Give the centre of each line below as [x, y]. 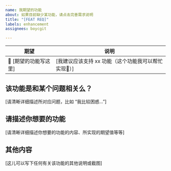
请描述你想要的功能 [35, 119]
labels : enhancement [27, 24]
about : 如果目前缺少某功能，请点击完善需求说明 [49, 15]
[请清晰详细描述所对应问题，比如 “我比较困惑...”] [56, 101]
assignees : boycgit [26, 29]
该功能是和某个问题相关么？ [49, 89]
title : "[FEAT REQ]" [27, 19]
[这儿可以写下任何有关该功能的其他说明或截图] [54, 163]
